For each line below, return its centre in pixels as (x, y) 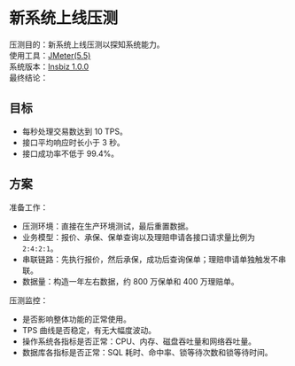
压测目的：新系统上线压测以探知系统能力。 (87, 44)
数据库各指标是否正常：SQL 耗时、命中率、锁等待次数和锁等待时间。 (147, 352)
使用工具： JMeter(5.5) (50, 55)
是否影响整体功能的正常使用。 (76, 319)
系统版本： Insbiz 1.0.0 (49, 66)
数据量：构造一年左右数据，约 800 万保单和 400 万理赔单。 (130, 281)
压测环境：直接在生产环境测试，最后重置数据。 (107, 226)
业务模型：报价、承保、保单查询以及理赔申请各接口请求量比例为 (138, 237)
